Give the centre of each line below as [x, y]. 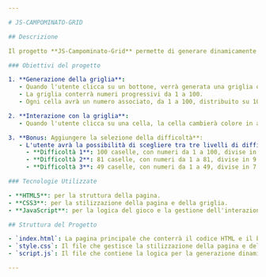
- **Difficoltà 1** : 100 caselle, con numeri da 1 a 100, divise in [141, 152]
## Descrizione [33, 36]
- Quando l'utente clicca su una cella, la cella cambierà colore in [136, 123]
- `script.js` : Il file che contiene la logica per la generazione [122, 254]
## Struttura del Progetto [53, 225]
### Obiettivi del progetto [55, 65]
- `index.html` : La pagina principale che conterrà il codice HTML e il [131, 239]
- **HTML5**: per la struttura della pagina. [84, 195]
